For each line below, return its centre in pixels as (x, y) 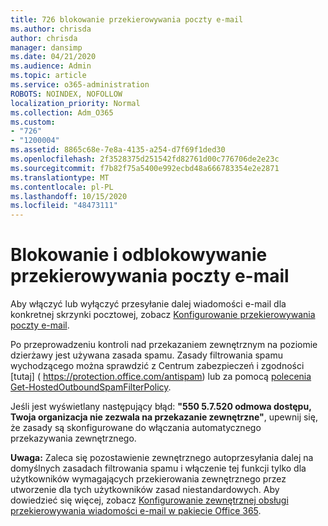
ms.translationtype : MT (60, 177)
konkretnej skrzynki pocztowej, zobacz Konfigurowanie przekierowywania (163, 315)
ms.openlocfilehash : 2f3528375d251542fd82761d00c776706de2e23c (145, 159)
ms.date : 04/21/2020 (53, 57)
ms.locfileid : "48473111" (64, 206)
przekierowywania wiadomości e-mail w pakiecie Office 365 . (136, 511)
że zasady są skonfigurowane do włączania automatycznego (136, 428)
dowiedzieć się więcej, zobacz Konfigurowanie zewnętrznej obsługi (149, 500)
